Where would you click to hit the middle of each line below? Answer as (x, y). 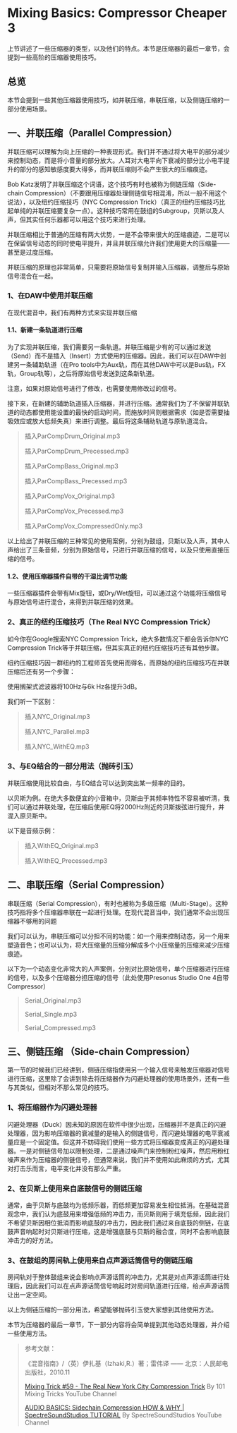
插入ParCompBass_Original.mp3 (71, 466)
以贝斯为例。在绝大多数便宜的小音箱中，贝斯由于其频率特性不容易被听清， (115, 798)
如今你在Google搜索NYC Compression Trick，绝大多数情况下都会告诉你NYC (118, 639)
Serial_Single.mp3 (51, 1014)
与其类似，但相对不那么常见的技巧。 (60, 1087)
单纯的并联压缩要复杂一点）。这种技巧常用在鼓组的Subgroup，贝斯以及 (116, 210)
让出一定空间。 (29, 1295)
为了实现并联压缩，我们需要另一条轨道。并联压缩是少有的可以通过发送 (109, 347)
